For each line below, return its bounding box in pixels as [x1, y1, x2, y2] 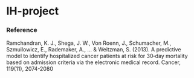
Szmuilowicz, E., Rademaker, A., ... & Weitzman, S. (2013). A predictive [6, 46, 181, 53]
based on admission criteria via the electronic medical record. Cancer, [6, 59, 181, 66]
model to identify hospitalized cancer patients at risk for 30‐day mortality [6, 53, 188, 60]
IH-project [6, 4, 59, 18]
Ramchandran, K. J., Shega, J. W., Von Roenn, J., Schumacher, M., [6, 39, 172, 47]
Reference [6, 26, 37, 34]
